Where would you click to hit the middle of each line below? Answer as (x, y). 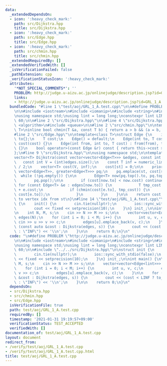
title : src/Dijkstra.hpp (40, 28)
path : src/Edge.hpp (34, 38)
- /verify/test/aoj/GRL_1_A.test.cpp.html (50, 351)
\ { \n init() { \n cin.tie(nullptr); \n (65, 204)
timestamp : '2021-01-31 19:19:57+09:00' (52, 319)
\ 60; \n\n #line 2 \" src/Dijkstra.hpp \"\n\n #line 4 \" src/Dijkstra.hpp (89, 120)
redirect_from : (21, 342)
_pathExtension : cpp (31, 74)
